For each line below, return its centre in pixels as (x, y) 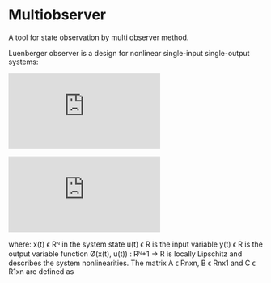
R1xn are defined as (41, 271)
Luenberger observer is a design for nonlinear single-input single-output (129, 53)
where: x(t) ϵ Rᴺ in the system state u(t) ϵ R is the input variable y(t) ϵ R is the (135, 244)
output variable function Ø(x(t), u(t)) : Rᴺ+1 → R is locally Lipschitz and (125, 254)
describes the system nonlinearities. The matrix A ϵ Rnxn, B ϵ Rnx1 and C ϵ (132, 263)
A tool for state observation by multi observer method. (99, 37)
